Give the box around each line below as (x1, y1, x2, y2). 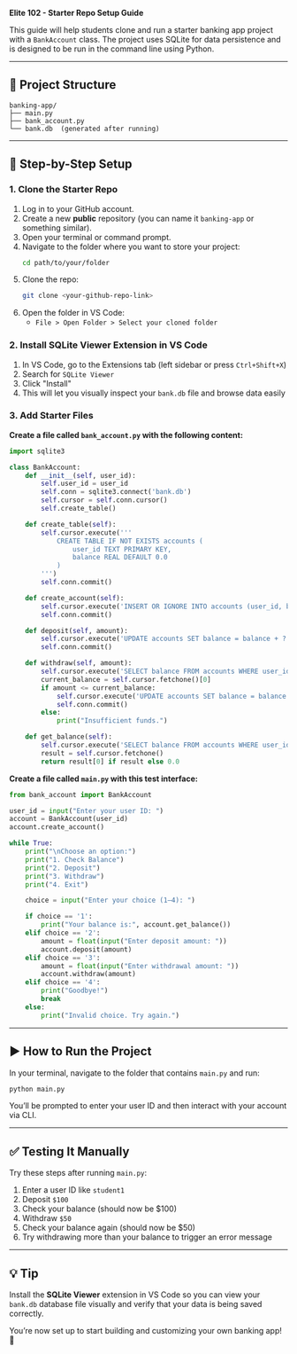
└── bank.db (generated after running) (9, 124, 161, 133)
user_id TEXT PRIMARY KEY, (72, 544, 172, 553)
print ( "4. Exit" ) (25, 880, 89, 889)
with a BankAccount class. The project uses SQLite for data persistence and (9, 35, 281, 44)
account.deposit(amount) (41, 944, 133, 954)
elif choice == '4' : (25, 978, 101, 987)
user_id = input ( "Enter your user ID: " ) (9, 806, 164, 815)
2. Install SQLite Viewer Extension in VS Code (9, 339, 208, 351)
